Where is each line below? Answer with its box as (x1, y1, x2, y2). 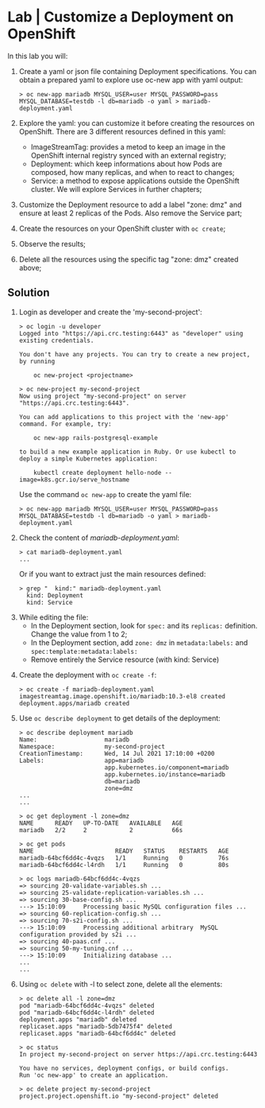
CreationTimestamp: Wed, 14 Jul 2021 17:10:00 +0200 (18, 749, 215, 757)
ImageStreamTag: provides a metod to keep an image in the (30, 142, 226, 151)
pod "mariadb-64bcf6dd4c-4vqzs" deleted (18, 1001, 155, 1009)
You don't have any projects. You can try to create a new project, (18, 350, 251, 358)
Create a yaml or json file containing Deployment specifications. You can (18, 66, 257, 76)
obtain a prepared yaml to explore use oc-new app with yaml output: (18, 75, 244, 84)
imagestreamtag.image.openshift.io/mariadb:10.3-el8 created (18, 692, 226, 700)
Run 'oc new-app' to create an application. (18, 1071, 169, 1079)
